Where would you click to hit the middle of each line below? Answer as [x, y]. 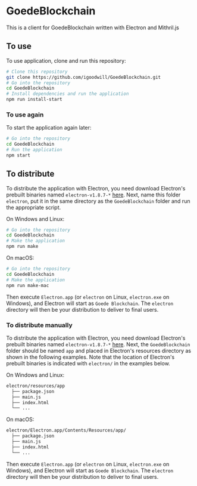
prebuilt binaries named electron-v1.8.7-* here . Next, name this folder [93, 195]
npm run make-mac [28, 285]
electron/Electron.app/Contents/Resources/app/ [66, 430]
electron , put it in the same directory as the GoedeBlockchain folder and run [98, 201]
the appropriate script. [34, 207]
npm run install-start [34, 100]
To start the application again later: [49, 128]
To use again [25, 115]
